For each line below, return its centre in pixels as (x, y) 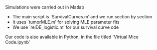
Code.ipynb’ (18, 42)
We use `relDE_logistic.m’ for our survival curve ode (66, 27)
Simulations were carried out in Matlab (45, 7)
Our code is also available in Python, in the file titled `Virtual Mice (72, 37)
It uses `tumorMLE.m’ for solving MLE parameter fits (66, 22)
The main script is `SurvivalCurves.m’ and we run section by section (82, 17)
